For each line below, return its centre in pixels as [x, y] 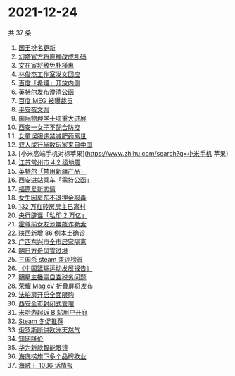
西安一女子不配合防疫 [49, 127]
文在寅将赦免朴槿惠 [46, 65]
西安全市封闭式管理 [46, 303]
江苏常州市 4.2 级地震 [49, 162]
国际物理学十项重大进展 [52, 118]
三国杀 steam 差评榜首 [50, 259]
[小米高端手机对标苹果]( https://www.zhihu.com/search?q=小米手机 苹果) [123, 153]
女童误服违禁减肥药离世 [52, 135]
